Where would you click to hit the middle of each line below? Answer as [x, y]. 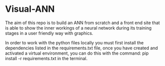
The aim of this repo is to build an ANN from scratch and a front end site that [82, 23]
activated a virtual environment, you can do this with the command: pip [77, 53]
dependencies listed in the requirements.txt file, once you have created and [82, 48]
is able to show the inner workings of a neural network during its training [78, 28]
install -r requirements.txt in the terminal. [46, 58]
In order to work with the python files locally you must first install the [74, 42]
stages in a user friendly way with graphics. [49, 33]
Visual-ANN [30, 9]
